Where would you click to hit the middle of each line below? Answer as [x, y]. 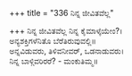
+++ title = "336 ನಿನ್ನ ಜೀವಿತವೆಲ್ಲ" [62, 13]
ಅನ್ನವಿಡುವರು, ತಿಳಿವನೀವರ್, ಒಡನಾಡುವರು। [67, 51]
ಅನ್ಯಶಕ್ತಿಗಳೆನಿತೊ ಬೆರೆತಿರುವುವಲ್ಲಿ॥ [53, 41]
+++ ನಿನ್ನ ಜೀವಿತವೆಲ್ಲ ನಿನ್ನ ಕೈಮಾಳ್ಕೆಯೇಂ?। [66, 31]
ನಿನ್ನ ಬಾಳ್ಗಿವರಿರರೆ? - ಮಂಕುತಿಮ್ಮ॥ [54, 61]
